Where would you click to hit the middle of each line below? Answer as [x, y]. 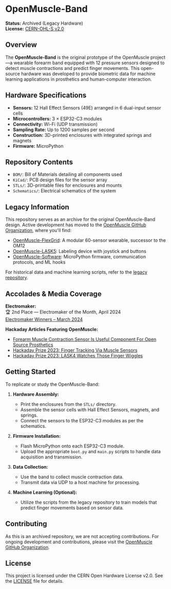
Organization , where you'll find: [39, 230]
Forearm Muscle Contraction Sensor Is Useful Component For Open [84, 339]
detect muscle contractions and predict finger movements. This [73, 68]
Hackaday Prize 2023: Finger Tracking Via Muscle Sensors [75, 350]
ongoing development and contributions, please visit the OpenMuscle [79, 542]
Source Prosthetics [33, 345]
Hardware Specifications [46, 95]
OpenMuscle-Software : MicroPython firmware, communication [79, 257]
